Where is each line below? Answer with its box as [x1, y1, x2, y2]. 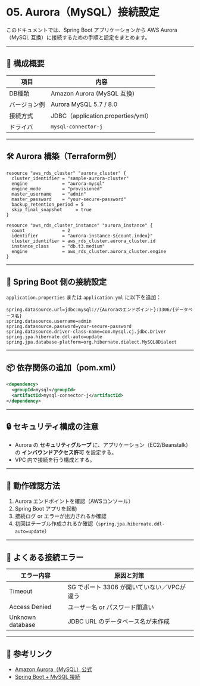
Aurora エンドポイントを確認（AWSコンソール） [14, 497, 134, 505]
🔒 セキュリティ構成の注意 [6, 422, 99, 432]
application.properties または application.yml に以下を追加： [6, 293, 162, 301]
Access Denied [9, 603, 52, 611]
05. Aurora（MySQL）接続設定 [6, 5, 160, 19]
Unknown [9, 613, 36, 622]
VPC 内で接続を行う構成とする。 [14, 456, 95, 463]
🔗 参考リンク [6, 648, 52, 659]
